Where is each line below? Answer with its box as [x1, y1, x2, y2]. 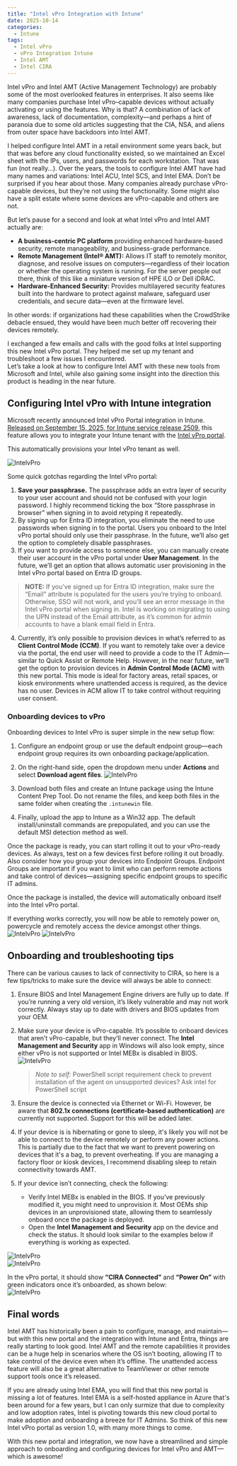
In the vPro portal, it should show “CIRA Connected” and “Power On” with [7, 1273, 226, 1281]
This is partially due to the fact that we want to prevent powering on [17, 1142, 215, 1151]
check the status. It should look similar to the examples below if [28, 1230, 214, 1239]
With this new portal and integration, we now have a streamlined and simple [7, 1437, 229, 1445]
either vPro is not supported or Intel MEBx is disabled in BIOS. [17, 1049, 198, 1057]
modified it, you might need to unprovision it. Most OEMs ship [28, 1200, 209, 1208]
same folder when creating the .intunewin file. [17, 799, 154, 807]
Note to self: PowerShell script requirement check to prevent [35, 1070, 212, 1079]
